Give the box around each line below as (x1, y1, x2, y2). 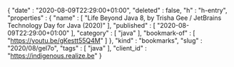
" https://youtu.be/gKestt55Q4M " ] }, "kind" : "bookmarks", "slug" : (7, 36, 203, 45)
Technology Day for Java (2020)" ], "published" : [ (7, 21, 156, 29)
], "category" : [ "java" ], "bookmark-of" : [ (71, 29, 195, 37)
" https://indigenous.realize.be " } (7, 51, 102, 60)
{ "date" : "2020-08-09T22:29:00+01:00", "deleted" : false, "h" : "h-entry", (7, 6, 228, 14)
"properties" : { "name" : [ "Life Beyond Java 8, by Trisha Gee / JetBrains (7, 14, 222, 22)
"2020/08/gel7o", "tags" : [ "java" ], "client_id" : (7, 44, 148, 52)
